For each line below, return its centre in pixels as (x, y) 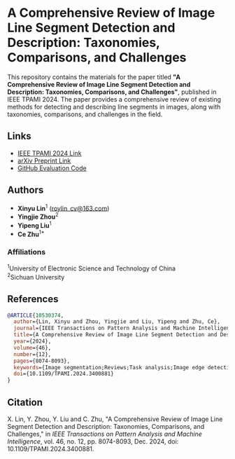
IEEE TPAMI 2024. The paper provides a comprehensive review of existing (114, 99)
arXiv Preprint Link (44, 160)
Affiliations (27, 252)
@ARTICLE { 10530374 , (36, 315)
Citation (25, 402)
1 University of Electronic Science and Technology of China (92, 268)
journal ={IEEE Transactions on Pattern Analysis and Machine (105, 328)
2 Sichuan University (36, 276)
